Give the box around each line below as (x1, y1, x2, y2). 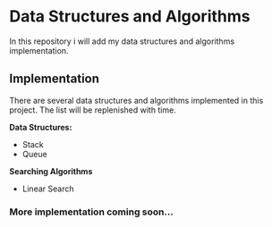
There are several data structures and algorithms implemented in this (9, 95, 264, 105)
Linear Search (21, 183, 74, 194)
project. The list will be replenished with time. (9, 105, 176, 115)
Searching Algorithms (9, 165, 93, 176)
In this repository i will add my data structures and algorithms (9, 36, 235, 46)
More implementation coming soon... (9, 206, 174, 218)
